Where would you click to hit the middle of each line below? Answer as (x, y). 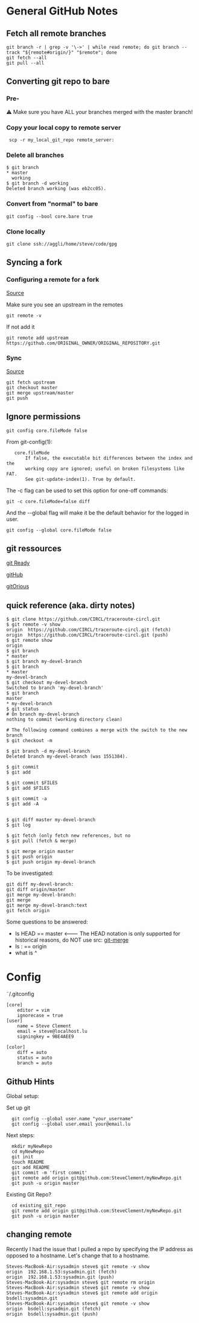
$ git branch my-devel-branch (44, 662)
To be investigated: (30, 874)
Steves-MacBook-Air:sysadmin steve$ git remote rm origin (81, 1282)
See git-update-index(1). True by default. (81, 479)
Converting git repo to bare (58, 82)
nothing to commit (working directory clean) (64, 720)
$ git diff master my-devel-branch (51, 820)
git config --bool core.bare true (50, 216)
